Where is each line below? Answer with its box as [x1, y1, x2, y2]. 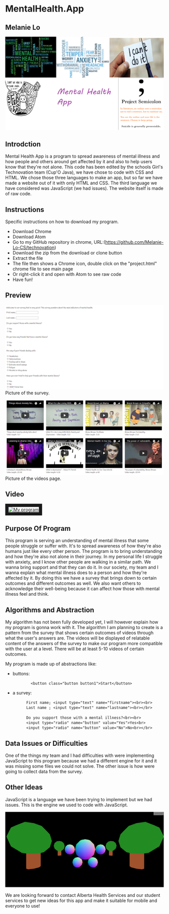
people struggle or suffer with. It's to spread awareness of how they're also [5, 543, 161, 549]
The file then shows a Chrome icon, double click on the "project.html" [12, 260, 157, 266]
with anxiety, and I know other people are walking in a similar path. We [5, 559, 151, 565]
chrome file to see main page [12, 265, 73, 272]
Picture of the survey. [5, 390, 50, 396]
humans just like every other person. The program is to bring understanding [5, 548, 162, 554]
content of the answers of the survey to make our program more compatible [5, 641, 163, 647]
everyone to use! [5, 903, 40, 909]
